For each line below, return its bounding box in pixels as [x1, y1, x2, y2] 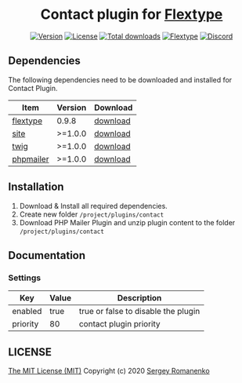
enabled [12, 306, 42, 317]
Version [56, 102, 87, 113]
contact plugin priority [78, 319, 161, 330]
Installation [8, 181, 64, 194]
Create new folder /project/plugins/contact [19, 210, 164, 219]
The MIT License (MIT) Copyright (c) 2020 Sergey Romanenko [8, 367, 210, 376]
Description [117, 293, 162, 304]
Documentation [8, 249, 86, 262]
